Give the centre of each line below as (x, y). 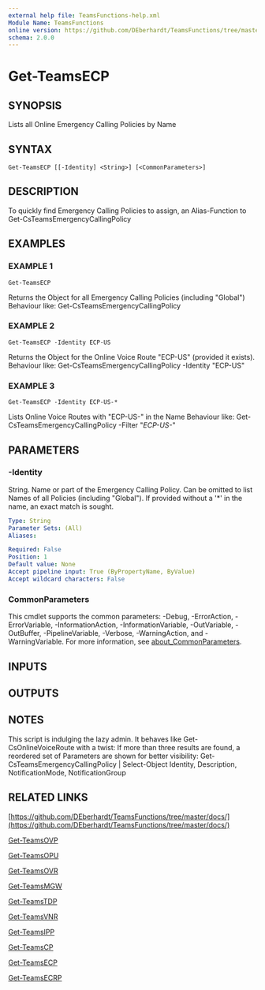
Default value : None (42, 565)
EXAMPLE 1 (31, 267)
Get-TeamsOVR (33, 870)
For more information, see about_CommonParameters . (154, 642)
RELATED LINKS (48, 798)
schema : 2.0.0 (32, 37)
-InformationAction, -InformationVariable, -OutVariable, (144, 625)
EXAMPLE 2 (32, 326)
